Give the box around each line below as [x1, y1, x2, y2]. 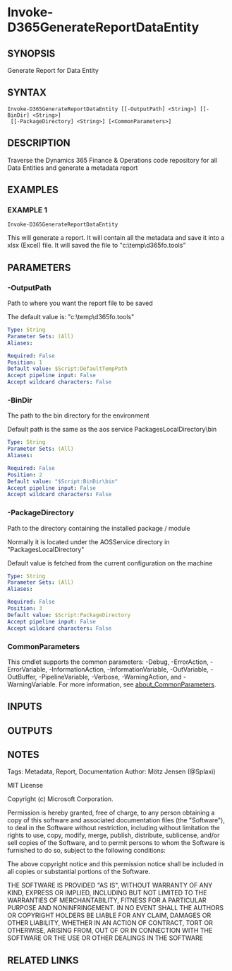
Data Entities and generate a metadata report [7, 163, 138, 172]
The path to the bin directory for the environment [7, 411, 149, 420]
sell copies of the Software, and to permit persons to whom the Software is [7, 839, 226, 847]
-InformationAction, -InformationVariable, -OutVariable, [49, 665, 209, 673]
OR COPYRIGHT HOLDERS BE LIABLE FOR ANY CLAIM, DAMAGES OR [7, 911, 212, 920]
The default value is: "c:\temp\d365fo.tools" [7, 313, 135, 321]
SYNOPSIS [7, 47, 56, 59]
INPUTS [7, 701, 42, 713]
